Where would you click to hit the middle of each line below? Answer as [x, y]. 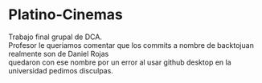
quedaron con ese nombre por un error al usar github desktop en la [120, 62]
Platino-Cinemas [65, 15]
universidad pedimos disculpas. [61, 70]
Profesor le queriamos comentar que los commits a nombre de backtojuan [131, 45]
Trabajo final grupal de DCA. [55, 37]
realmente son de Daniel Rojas [59, 53]
